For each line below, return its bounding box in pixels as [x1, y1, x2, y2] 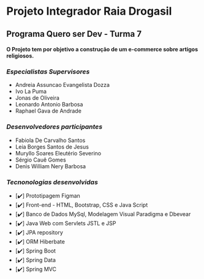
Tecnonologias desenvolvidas [6, 177, 98, 186]
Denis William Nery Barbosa [15, 162, 86, 169]
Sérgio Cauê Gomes [15, 156, 66, 163]
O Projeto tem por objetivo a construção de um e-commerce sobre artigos [6, 46, 198, 53]
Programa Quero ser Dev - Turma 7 [6, 29, 142, 39]
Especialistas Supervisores [6, 67, 90, 76]
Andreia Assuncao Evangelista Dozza [15, 81, 110, 89]
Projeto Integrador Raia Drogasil [6, 4, 172, 18]
